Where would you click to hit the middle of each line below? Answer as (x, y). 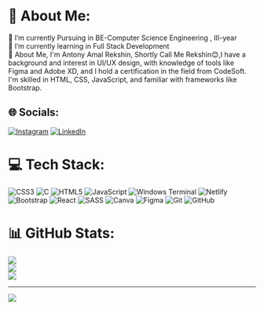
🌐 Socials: (34, 113)
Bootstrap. (25, 88)
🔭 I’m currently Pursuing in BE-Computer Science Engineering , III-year (123, 38)
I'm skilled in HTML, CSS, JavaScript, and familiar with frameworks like (123, 79)
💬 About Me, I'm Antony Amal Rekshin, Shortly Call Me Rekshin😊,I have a (127, 54)
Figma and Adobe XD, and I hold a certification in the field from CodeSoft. (127, 71)
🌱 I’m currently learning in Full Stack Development (89, 46)
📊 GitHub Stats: (62, 233)
